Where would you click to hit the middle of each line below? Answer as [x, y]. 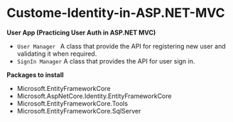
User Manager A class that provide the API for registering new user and [121, 46]
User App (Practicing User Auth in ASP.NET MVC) [81, 32]
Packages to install [36, 75]
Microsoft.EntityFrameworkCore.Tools [72, 103]
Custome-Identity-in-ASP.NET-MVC [116, 13]
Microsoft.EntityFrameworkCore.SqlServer [79, 111]
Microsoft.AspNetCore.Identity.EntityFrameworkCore [94, 96]
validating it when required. [57, 54]
